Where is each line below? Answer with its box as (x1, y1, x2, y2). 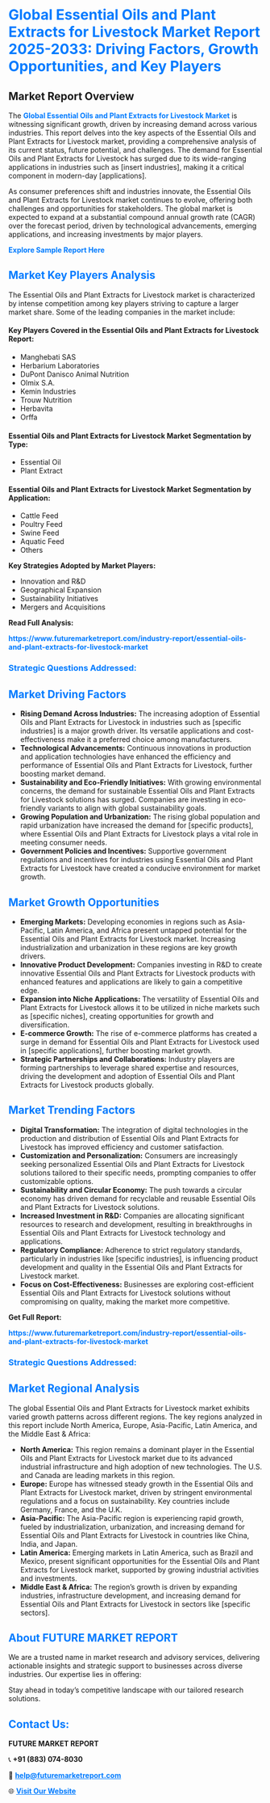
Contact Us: (8, 1717, 70, 1731)
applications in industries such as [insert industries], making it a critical (8, 162, 244, 171)
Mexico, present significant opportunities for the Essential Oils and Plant (19, 1556, 260, 1565)
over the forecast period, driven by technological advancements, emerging (8, 221, 257, 230)
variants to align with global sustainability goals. (48, 803, 207, 813)
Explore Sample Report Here (8, 245, 105, 255)
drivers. (19, 951, 46, 961)
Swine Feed (19, 528, 60, 538)
